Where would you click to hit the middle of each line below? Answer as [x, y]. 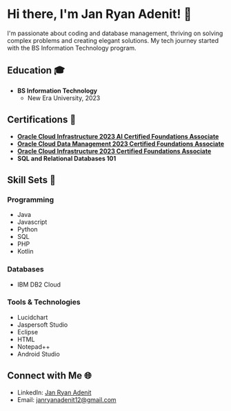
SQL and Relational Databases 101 [67, 158]
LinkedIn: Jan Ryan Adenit [54, 392]
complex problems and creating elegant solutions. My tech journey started [113, 40]
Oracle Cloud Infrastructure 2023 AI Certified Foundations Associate [118, 136]
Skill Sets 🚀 [32, 180]
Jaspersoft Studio [42, 325]
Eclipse [28, 332]
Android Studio [38, 354]
